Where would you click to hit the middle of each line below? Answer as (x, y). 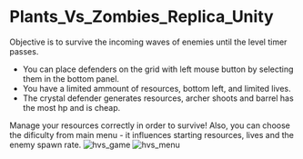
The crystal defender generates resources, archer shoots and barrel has (158, 98)
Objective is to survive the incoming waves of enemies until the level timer (148, 42)
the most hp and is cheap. (71, 107)
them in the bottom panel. (71, 78)
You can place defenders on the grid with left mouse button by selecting (158, 69)
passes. (24, 51)
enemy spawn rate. (45, 144)
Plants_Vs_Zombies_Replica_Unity (142, 17)
